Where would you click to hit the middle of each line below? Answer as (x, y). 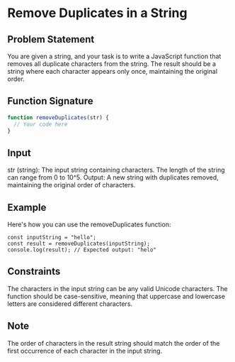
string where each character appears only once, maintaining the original (113, 71)
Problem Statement (51, 39)
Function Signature (50, 101)
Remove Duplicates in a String (97, 13)
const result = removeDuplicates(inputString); (79, 244)
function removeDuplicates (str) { (58, 117)
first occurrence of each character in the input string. (85, 351)
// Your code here (41, 124)
